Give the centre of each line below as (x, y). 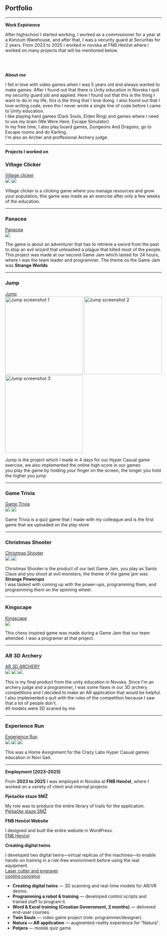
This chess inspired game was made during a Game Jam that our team (78, 633)
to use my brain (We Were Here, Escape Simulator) (57, 121)
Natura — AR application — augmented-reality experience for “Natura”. (86, 923)
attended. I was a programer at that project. (50, 638)
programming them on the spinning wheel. (48, 590)
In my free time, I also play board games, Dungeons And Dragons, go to (78, 127)
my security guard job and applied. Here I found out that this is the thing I (80, 95)
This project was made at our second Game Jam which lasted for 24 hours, (82, 255)
